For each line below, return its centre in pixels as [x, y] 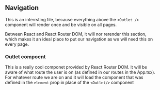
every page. [17, 44]
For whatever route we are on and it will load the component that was [74, 77]
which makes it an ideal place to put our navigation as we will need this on [79, 39]
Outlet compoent [25, 56]
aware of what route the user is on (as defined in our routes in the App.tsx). [80, 72]
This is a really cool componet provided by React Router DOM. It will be [76, 67]
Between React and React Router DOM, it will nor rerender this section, [76, 34]
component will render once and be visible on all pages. [61, 25]
